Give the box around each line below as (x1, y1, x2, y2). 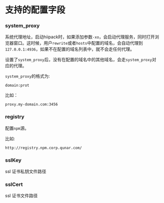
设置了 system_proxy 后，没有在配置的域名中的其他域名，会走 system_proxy (5, 57, 152, 63)
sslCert (5, 181, 23, 188)
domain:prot (5, 83, 29, 88)
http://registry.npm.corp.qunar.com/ (5, 145, 82, 150)
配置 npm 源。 (5, 125, 29, 131)
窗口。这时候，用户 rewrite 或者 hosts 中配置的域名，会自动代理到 (13, 40, 143, 46)
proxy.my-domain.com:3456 (5, 102, 58, 107)
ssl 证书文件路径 (5, 193, 38, 199)
